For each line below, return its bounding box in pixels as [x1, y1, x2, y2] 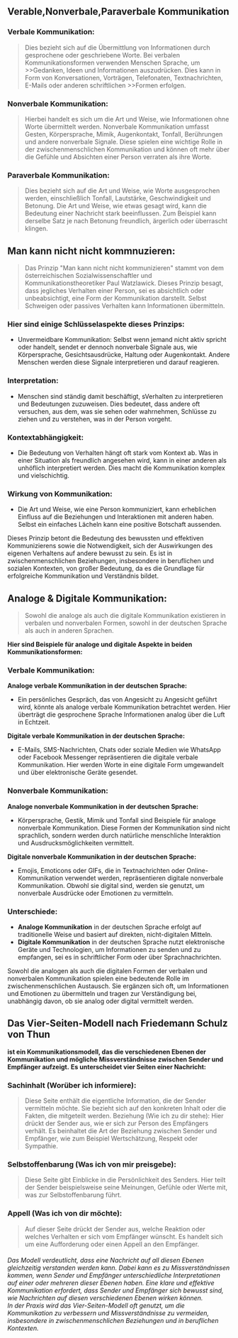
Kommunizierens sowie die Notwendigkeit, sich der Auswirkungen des [7, 542, 213, 550]
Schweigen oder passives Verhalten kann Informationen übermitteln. [24, 301, 225, 310]
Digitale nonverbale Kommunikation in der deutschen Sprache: [7, 852, 197, 861]
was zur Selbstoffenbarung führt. [24, 1191, 122, 1199]
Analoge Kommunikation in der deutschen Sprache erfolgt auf [17, 922, 202, 931]
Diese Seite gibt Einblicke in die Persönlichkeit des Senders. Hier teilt [24, 1176, 226, 1184]
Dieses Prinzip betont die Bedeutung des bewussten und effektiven [7, 534, 204, 542]
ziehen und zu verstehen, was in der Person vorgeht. [17, 414, 172, 423]
